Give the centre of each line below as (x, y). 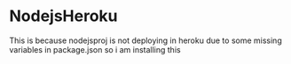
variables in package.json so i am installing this (95, 49)
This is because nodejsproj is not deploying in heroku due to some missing (145, 40)
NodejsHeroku (63, 16)
